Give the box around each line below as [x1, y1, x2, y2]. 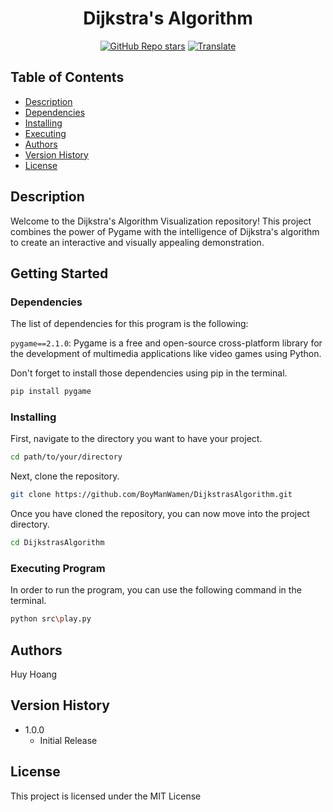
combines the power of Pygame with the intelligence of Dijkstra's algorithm [10, 225, 320, 237]
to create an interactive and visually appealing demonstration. [10, 236, 265, 248]
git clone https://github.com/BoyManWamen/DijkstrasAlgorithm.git [10, 490, 293, 500]
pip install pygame [10, 387, 92, 397]
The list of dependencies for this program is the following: [10, 318, 249, 330]
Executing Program [10, 561, 106, 575]
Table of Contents [10, 69, 125, 86]
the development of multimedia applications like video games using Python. [10, 348, 322, 360]
